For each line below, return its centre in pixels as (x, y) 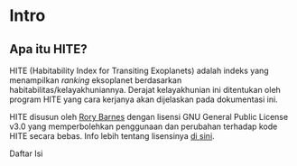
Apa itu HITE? (48, 49)
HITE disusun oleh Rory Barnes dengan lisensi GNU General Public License (149, 117)
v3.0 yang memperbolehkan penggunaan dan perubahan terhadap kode (144, 126)
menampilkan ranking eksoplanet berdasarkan (96, 80)
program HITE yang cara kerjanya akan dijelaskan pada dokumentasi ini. (144, 99)
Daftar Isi (26, 153)
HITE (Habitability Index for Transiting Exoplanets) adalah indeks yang (139, 70)
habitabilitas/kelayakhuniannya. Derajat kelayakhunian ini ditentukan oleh (145, 90)
